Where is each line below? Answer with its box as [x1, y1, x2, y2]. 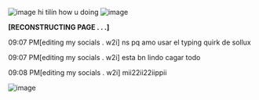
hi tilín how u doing [38, 8, 100, 16]
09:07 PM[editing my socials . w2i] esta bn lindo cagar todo [8, 53, 201, 62]
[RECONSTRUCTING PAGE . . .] [8, 23, 110, 31]
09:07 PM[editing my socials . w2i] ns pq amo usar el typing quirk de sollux [8, 37, 251, 47]
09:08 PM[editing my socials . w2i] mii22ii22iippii [8, 68, 167, 77]
